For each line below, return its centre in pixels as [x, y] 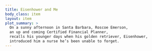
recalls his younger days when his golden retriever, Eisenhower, [79, 37]
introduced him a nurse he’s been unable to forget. [64, 41]
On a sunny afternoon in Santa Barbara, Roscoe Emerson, [69, 28]
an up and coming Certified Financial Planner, [59, 32]
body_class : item [23, 14]
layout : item [18, 18]
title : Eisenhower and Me [31, 9]
